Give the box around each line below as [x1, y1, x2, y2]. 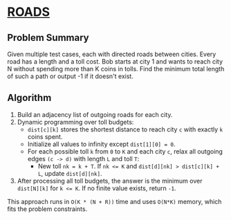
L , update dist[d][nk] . [37, 169, 102, 177]
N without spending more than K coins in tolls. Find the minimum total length [7, 65, 225, 73]
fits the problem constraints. [7, 205, 88, 213]
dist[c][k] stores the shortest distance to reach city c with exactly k [27, 125, 223, 134]
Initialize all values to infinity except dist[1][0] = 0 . [27, 140, 176, 148]
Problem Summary [7, 32, 89, 44]
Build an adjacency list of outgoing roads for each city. [17, 110, 173, 118]
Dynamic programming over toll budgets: [17, 118, 134, 126]
